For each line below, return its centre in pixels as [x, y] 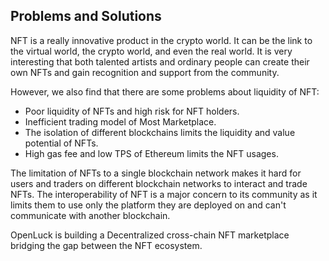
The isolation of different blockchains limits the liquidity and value [160, 132]
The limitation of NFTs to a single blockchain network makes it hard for [156, 173]
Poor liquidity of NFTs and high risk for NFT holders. [132, 111]
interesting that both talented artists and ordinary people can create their [160, 61]
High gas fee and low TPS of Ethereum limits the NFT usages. [151, 153]
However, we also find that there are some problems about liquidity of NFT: [165, 91]
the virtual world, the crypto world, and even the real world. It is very [151, 51]
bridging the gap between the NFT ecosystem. [106, 245]
